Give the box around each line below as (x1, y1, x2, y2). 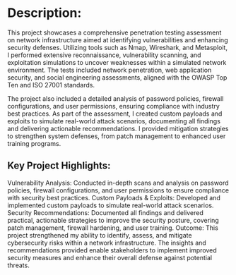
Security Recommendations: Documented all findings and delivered (7, 208, 203, 216)
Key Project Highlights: (7, 160, 111, 172)
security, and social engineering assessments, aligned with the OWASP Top (7, 73, 228, 82)
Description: (7, 5, 82, 21)
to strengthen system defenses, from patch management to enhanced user (7, 132, 226, 140)
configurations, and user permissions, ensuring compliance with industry (7, 102, 220, 110)
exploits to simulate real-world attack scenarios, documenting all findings (7, 116, 221, 125)
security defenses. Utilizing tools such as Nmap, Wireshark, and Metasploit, (7, 43, 228, 51)
